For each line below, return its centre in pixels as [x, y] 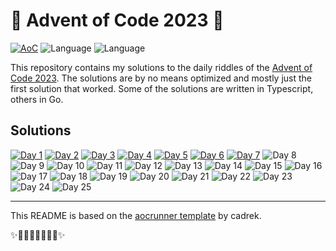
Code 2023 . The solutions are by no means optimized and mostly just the [161, 78]
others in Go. [37, 99]
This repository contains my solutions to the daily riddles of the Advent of [161, 67]
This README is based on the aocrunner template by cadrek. [136, 215]
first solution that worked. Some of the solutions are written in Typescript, [162, 88]
